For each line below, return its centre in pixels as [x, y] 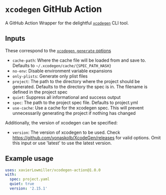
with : [11, 175]
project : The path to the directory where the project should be [76, 81]
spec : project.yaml [30, 179]
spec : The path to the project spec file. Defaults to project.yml [75, 102]
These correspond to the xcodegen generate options [58, 50]
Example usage [29, 158]
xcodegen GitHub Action [54, 9]
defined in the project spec [40, 92]
